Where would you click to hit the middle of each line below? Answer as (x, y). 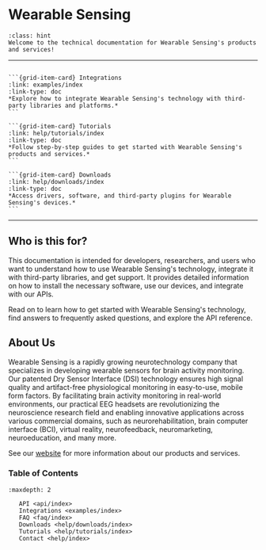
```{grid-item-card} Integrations (65, 78)
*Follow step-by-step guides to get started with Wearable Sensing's (125, 147)
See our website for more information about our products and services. (124, 453)
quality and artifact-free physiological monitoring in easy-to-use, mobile (125, 387)
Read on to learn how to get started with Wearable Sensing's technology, (127, 309)
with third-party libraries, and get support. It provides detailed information (129, 277)
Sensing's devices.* (42, 202)
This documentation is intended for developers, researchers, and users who (132, 260)
